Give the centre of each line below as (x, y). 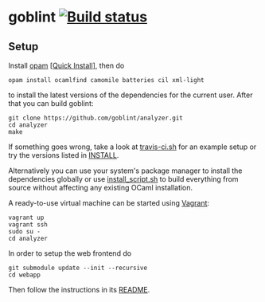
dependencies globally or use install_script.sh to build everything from (123, 179)
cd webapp (25, 275)
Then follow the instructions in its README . (79, 290)
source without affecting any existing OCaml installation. (101, 188)
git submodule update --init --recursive (78, 268)
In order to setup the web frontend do (70, 253)
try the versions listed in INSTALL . (64, 155)
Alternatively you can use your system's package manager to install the (125, 171)
